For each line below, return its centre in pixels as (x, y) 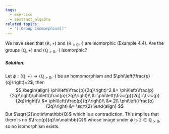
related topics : (22, 24)
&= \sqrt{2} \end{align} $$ (96, 106)
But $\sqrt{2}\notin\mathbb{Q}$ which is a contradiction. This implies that (82, 114)
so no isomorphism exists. (32, 126)
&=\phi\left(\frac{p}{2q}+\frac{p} (126, 96)
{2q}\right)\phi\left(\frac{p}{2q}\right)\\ (50, 96)
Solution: (15, 63)
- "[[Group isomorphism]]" (38, 29)
